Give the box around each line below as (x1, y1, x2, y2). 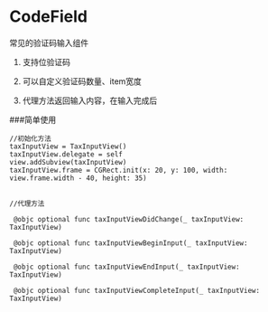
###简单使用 (9, 114, 57, 125)
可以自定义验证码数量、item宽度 (22, 75, 143, 87)
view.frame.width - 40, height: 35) (9, 174, 147, 183)
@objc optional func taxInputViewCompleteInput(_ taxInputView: (13, 286, 260, 295)
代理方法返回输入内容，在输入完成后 (22, 95, 158, 106)
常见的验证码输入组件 (9, 37, 88, 48)
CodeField (9, 6, 88, 27)
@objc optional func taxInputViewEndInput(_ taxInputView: (13, 262, 241, 271)
